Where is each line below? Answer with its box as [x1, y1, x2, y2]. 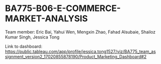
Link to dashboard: [5, 43, 43, 49]
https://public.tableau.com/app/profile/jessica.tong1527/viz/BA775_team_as [5, 49, 156, 54]
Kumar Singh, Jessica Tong [5, 34, 59, 40]
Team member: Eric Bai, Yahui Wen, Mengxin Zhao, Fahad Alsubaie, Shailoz [5, 29, 156, 35]
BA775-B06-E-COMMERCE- [5, 3, 121, 14]
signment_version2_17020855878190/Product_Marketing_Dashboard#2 [5, 53, 146, 59]
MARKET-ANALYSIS [5, 13, 88, 24]
